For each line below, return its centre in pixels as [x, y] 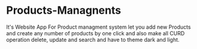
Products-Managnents [64, 10]
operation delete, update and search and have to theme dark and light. [93, 39]
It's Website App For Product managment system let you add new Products [98, 27]
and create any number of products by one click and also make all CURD [96, 33]
